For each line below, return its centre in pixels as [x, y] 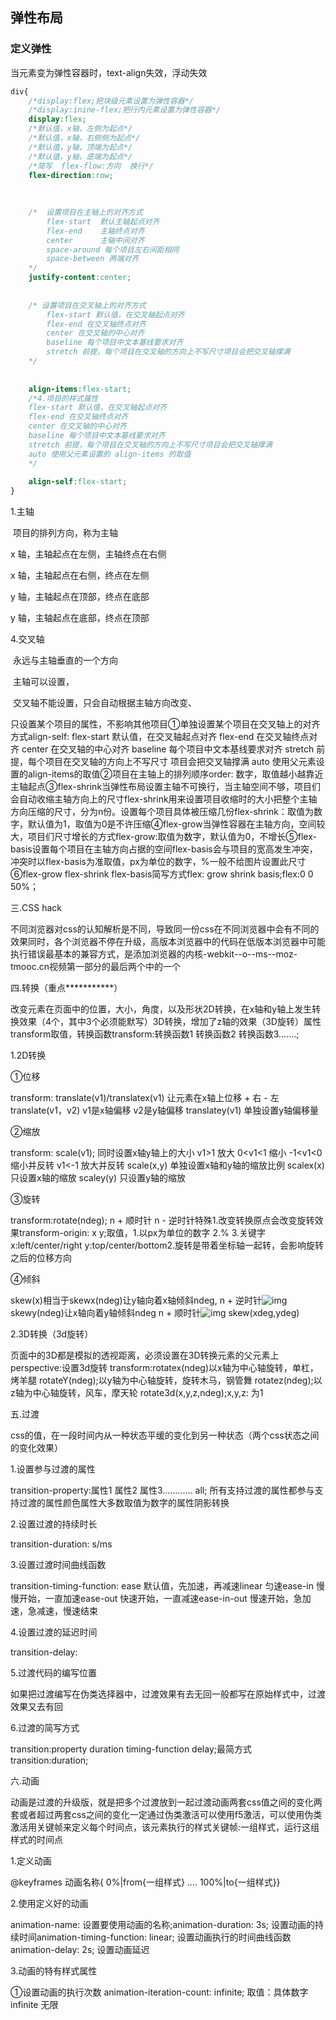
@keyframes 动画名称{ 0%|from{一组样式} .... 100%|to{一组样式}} [145, 1882]
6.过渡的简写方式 [45, 1728]
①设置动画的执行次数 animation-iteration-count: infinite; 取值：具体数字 [159, 1992]
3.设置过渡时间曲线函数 [58, 1565]
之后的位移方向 [41, 1258]
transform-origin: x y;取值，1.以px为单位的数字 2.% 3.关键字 [142, 1233]
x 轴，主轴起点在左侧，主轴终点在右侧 [88, 554]
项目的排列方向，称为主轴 [65, 533]
